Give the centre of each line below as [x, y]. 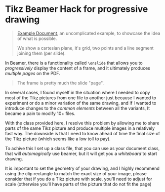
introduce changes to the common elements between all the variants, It [78, 108]
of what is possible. [37, 38]
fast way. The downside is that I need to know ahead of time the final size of [83, 133]
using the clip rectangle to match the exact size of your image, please [76, 173]
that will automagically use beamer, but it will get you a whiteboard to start [81, 154]
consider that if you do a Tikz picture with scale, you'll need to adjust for [79, 179]
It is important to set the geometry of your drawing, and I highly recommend [82, 168]
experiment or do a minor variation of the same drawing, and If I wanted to [81, 103]
